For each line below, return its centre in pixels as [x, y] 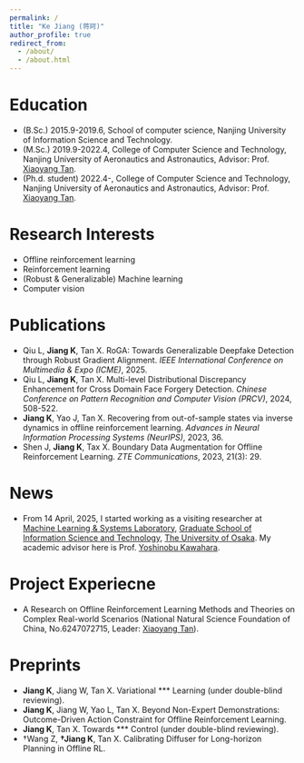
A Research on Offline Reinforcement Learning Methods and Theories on [159, 609]
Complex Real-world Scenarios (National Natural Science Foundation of [156, 619]
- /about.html [44, 60]
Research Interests [82, 235]
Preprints [45, 665]
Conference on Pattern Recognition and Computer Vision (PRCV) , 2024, [157, 398]
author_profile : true [50, 35]
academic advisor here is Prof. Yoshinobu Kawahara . [121, 547]
